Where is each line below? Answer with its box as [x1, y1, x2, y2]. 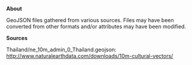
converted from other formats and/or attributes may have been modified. [6, 23, 187, 30]
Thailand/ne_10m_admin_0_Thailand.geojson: [6, 46, 117, 53]
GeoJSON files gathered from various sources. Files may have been [6, 17, 174, 23]
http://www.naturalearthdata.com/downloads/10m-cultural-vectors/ [6, 52, 173, 59]
